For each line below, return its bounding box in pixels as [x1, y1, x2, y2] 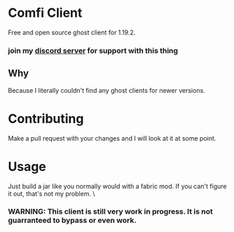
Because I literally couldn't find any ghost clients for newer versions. [8, 86, 205, 94]
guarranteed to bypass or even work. [8, 216, 137, 226]
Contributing [8, 110, 84, 127]
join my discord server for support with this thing [8, 46, 178, 56]
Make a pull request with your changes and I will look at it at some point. [8, 134, 216, 142]
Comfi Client [8, 5, 83, 21]
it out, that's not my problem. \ [8, 189, 95, 198]
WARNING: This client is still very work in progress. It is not [8, 207, 213, 217]
